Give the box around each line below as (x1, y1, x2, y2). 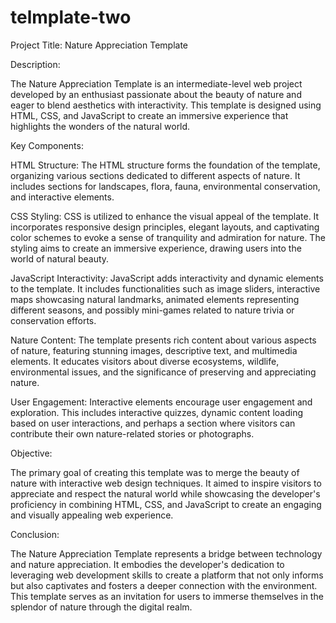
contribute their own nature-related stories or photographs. (10, 427, 255, 440)
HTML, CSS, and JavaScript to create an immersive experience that (10, 109, 289, 121)
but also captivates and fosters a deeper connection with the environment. (10, 579, 318, 591)
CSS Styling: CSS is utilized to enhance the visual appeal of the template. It (10, 210, 320, 222)
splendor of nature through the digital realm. (10, 601, 193, 613)
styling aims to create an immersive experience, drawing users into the (10, 242, 302, 254)
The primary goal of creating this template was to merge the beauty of (10, 466, 300, 478)
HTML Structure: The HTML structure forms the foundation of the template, (10, 159, 321, 171)
